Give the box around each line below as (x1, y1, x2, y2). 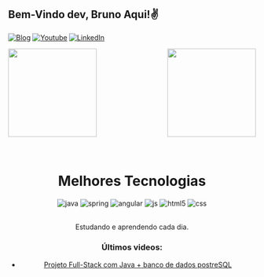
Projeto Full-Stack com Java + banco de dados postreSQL (43, 260, 233, 269)
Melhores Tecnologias (57, 173, 207, 190)
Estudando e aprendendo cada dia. (75, 222, 189, 231)
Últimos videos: (101, 242, 163, 253)
